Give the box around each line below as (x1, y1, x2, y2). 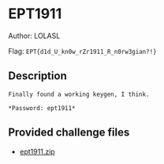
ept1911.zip (19, 147, 55, 156)
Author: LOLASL (8, 31, 61, 40)
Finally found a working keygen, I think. (8, 90, 150, 98)
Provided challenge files (8, 126, 130, 139)
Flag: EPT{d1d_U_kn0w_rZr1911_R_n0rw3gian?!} (8, 46, 157, 55)
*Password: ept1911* (8, 104, 76, 112)
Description (8, 69, 67, 83)
